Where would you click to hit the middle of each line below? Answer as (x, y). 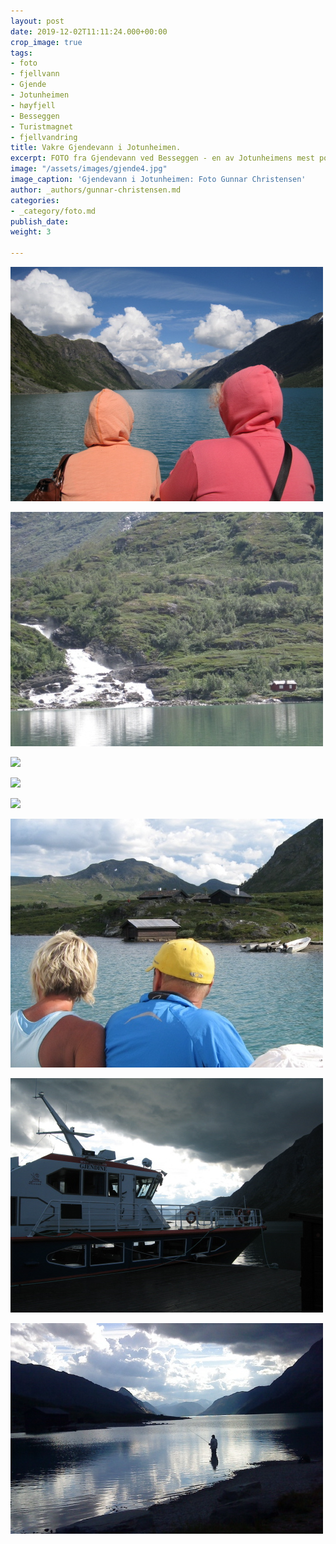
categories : (35, 200)
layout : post (37, 21)
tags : (21, 53)
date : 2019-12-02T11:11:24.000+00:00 (89, 31)
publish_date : (40, 221)
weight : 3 (31, 232)
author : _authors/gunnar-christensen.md (96, 190)
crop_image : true (46, 42)
